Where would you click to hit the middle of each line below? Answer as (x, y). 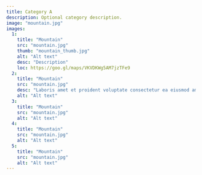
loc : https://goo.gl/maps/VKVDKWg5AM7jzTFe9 (74, 68)
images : (16, 29)
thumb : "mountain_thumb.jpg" (54, 51)
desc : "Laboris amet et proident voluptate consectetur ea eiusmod (103, 90)
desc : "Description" (43, 62)
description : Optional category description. (64, 17)
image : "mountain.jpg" (35, 23)
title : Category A (29, 12)
